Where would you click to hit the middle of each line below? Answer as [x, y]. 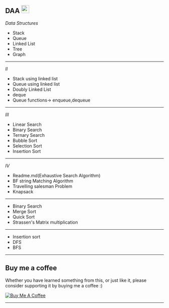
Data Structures [22, 23]
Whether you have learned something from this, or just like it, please [76, 280]
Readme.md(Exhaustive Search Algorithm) [56, 175]
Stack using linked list [35, 78]
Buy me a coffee [31, 268]
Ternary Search [29, 135]
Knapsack [23, 191]
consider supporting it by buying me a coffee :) [54, 285]
